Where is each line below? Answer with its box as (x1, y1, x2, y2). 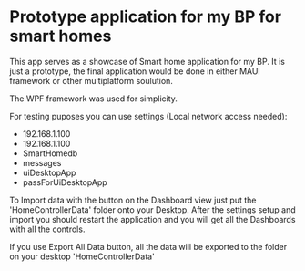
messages (22, 157, 62, 168)
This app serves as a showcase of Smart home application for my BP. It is (9, 56, 285, 67)
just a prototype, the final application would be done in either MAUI (9, 66, 261, 77)
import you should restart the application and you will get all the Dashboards (9, 214, 296, 224)
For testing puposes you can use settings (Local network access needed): (9, 110, 288, 121)
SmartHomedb (22, 148, 78, 159)
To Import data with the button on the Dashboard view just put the (9, 194, 257, 205)
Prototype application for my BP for (9, 6, 282, 27)
